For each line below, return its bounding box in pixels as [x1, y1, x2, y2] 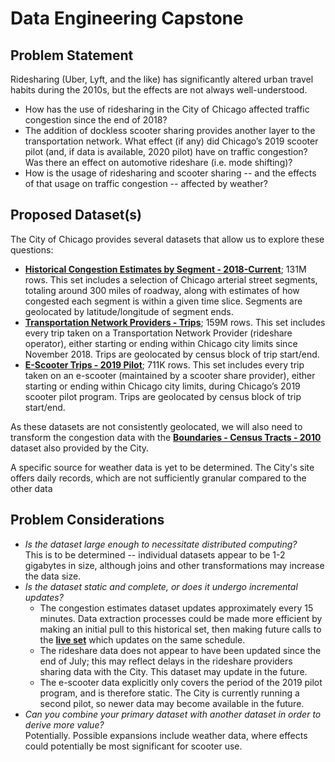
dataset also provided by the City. [10, 442, 150, 454]
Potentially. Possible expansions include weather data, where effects [24, 729, 308, 741]
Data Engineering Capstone [10, 7, 244, 30]
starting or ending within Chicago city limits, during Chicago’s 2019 [24, 380, 301, 392]
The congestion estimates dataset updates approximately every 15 [39, 602, 314, 614]
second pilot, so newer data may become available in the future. [39, 697, 305, 709]
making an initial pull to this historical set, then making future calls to [39, 623, 322, 635]
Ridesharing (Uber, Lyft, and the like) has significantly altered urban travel [10, 73, 314, 85]
